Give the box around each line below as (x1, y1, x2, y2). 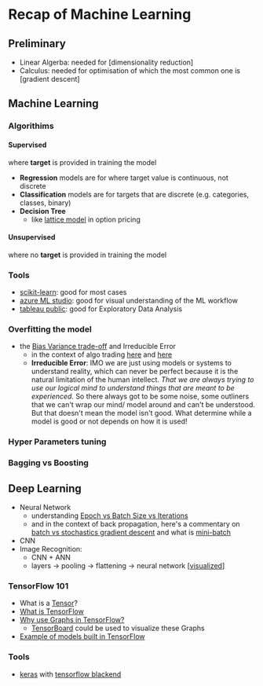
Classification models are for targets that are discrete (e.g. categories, (19, 189, 250, 199)
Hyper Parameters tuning (8, 436, 107, 447)
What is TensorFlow (19, 607, 84, 616)
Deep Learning (8, 482, 82, 495)
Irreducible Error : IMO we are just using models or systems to (31, 358, 232, 368)
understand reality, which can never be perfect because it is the (31, 367, 239, 376)
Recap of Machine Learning (8, 6, 192, 24)
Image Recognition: (19, 544, 82, 553)
